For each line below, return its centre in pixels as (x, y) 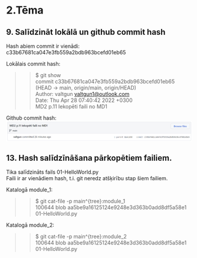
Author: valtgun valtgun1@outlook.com (82, 94)
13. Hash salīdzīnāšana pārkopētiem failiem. (89, 158)
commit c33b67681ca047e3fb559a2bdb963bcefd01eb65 (105, 81)
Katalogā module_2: (30, 225)
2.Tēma (25, 10)
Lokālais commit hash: (33, 64)
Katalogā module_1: (29, 190)
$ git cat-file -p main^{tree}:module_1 (80, 201)
